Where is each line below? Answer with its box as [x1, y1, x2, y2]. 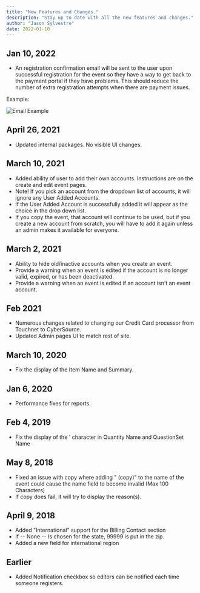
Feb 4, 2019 [6, 417, 52, 428]
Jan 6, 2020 [6, 384, 53, 394]
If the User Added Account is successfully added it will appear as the [15, 200, 188, 208]
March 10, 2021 [6, 158, 65, 169]
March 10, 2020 [6, 350, 67, 360]
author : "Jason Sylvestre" [6, 20, 75, 26]
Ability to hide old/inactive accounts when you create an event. [15, 260, 173, 267]
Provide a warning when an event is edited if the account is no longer [15, 266, 188, 274]
